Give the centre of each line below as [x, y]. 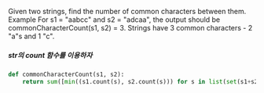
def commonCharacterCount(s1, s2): [66, 74]
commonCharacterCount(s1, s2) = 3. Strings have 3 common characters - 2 [130, 28]
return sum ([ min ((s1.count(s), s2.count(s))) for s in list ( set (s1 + [137, 81]
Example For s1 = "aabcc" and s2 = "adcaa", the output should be [114, 20]
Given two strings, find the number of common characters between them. [127, 11]
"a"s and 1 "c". [31, 36]
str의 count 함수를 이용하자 [50, 55]
